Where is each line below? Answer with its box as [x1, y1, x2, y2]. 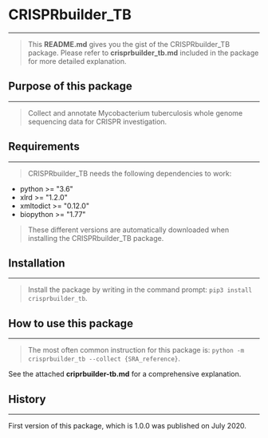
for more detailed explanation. [27, 56, 127, 65]
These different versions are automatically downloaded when [27, 225, 230, 235]
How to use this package [8, 317, 134, 330]
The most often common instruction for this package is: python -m [27, 345, 245, 355]
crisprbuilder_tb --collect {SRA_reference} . [27, 353, 181, 364]
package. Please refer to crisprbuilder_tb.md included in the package [27, 48, 259, 57]
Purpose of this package [8, 80, 133, 93]
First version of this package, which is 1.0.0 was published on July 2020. [8, 421, 247, 430]
